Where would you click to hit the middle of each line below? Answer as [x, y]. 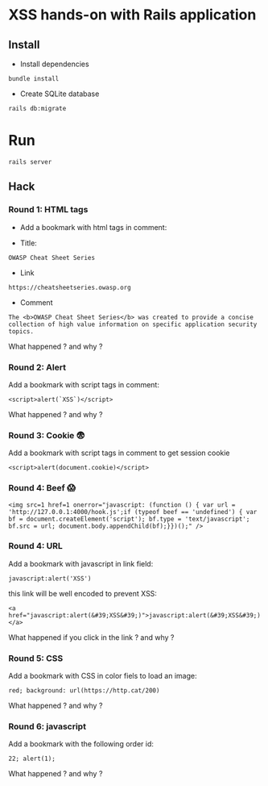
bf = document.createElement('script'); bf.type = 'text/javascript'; [129, 519]
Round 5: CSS [36, 658]
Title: [29, 243]
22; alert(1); [32, 759]
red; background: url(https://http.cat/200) [84, 691]
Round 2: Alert [37, 367]
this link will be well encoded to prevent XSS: [82, 593]
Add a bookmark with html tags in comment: [93, 227]
